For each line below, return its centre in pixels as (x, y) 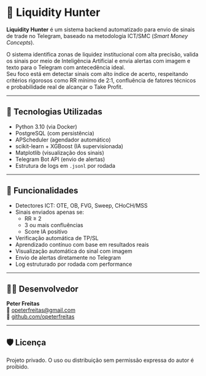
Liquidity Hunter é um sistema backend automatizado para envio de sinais (101, 29)
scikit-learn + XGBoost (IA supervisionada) (69, 146)
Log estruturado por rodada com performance (74, 264)
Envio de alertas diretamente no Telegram (68, 257)
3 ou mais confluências (54, 225)
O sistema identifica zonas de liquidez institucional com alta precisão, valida (102, 54)
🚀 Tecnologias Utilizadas (54, 112)
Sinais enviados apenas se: (50, 212)
